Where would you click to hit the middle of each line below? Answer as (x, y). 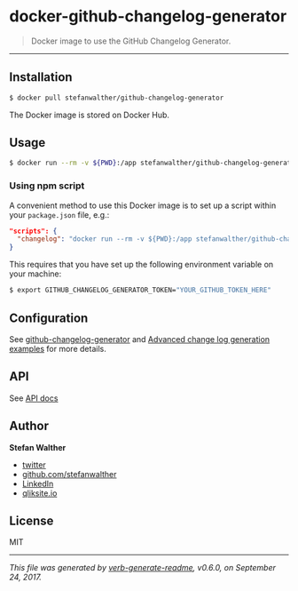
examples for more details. (58, 348)
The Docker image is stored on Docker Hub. (90, 115)
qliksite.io (39, 493)
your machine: (35, 274)
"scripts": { (33, 231)
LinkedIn (38, 483)
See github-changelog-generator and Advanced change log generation (140, 339)
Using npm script (47, 186)
